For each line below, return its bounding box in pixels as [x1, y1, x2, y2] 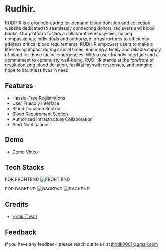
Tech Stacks [5, 163, 45, 172]
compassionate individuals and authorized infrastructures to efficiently [5, 36, 150, 42]
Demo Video [12, 149, 38, 155]
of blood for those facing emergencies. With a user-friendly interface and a [5, 51, 159, 58]
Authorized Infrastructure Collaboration [12, 116, 93, 122]
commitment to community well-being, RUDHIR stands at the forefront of [5, 57, 154, 63]
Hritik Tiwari [12, 213, 38, 219]
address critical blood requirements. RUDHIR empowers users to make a [5, 41, 153, 47]
